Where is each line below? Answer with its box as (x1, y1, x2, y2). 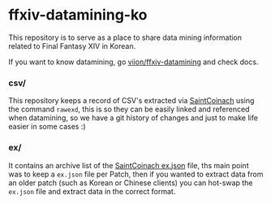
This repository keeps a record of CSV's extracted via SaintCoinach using (8, 96, 255, 106)
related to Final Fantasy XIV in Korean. (8, 41, 136, 50)
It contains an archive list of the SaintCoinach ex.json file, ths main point (8, 160, 249, 170)
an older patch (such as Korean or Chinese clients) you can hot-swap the (8, 177, 253, 188)
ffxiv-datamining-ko (8, 6, 148, 24)
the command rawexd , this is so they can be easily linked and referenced (8, 104, 250, 115)
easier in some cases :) (8, 122, 87, 132)
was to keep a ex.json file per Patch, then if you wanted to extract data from (8, 169, 264, 179)
